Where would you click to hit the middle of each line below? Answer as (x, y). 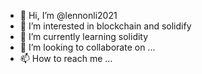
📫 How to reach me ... (66, 58)
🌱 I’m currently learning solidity (84, 36)
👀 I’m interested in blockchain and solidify (105, 26)
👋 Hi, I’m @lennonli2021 (68, 15)
